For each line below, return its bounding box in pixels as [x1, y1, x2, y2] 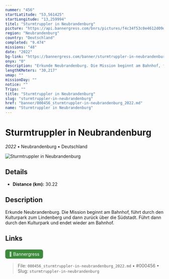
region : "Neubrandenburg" [5, 31, 59, 36]
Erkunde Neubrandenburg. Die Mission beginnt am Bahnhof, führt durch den [5, 209, 163, 215]
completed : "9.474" [5, 40, 46, 45]
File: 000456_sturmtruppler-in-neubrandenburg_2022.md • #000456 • [17, 263, 159, 269]
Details [5, 168, 28, 176]
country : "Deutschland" [5, 36, 55, 41]
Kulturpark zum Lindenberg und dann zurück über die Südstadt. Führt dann [5, 214, 161, 220]
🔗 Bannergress [9, 251, 40, 257]
